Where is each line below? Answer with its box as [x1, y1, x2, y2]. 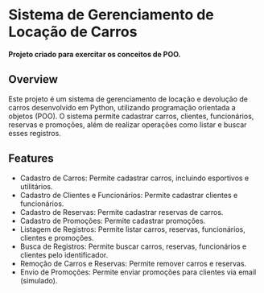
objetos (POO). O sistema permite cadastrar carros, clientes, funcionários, [8, 111, 254, 121]
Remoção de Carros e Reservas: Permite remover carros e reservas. [19, 258, 247, 268]
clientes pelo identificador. [19, 250, 109, 259]
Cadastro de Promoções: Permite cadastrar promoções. [19, 216, 206, 225]
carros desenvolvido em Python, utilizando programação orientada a [8, 102, 236, 112]
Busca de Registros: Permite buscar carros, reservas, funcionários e [19, 241, 247, 251]
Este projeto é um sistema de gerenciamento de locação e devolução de [8, 94, 248, 104]
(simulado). [19, 275, 58, 285]
